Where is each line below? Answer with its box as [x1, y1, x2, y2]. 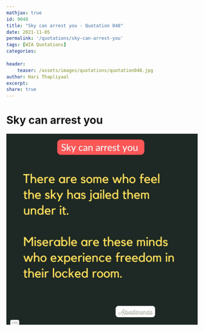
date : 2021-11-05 [6, 29, 50, 35]
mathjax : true [6, 10, 42, 16]
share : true [6, 87, 36, 93]
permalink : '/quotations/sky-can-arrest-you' [6, 35, 123, 42]
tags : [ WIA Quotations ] [6, 42, 67, 48]
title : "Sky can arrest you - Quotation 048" [6, 22, 123, 28]
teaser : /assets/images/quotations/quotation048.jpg [17, 67, 154, 73]
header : [6, 61, 26, 67]
